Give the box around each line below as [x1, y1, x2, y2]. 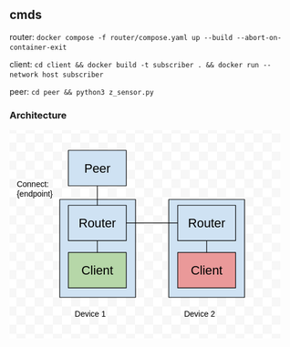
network [9, 70, 39, 79]
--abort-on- [236, 33, 283, 42]
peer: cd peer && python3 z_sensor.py [9, 86, 154, 97]
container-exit [9, 43, 67, 52]
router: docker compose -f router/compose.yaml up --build [9, 31, 233, 42]
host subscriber [42, 70, 104, 79]
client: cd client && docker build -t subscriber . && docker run [9, 58, 260, 69]
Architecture [9, 108, 67, 121]
